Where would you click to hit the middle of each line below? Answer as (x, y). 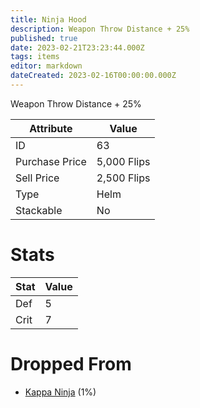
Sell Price (37, 178)
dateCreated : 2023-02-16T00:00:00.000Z (93, 76)
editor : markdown (46, 66)
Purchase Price (51, 161)
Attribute (51, 128)
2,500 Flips (123, 178)
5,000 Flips (123, 161)
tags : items (35, 57)
